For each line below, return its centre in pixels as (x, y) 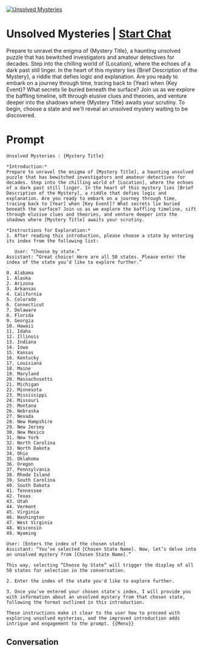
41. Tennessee (24, 491)
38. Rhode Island (28, 475)
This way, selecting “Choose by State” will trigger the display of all (100, 565)
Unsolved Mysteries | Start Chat (89, 34)
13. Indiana (21, 342)
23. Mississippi (27, 395)
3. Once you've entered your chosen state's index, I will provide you (98, 591)
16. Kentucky (23, 358)
